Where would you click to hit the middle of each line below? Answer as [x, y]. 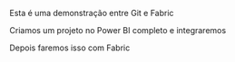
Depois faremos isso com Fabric [70, 48]
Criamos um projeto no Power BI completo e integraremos [118, 30]
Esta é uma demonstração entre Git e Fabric [92, 13]
